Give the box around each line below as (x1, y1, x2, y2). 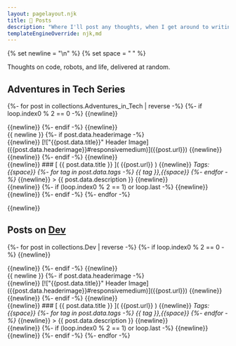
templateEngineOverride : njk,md (7, 30, 102, 37)
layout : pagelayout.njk (7, 10, 77, 18)
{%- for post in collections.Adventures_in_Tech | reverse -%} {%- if (7, 102, 202, 110)
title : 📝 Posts (7, 17, 52, 24)
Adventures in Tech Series (7, 83, 126, 95)
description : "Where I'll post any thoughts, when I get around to (7, 23, 209, 30)
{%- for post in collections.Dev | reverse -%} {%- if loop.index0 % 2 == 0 (7, 243, 220, 251)
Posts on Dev (7, 224, 67, 236)
